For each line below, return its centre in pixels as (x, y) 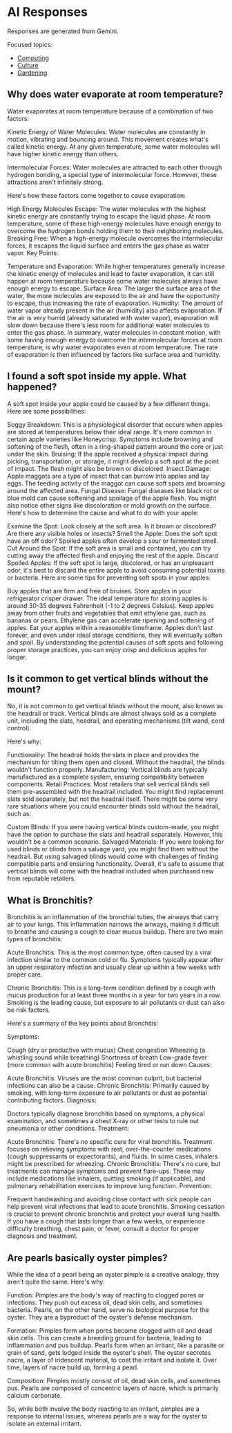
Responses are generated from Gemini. (63, 31)
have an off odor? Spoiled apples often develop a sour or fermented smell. (113, 541)
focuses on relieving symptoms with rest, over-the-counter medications (109, 1149)
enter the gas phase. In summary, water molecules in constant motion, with (114, 332)
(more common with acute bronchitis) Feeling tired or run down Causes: (109, 1065)
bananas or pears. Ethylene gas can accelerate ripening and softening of (111, 620)
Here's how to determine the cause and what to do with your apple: (103, 512)
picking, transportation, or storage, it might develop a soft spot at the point (113, 461)
